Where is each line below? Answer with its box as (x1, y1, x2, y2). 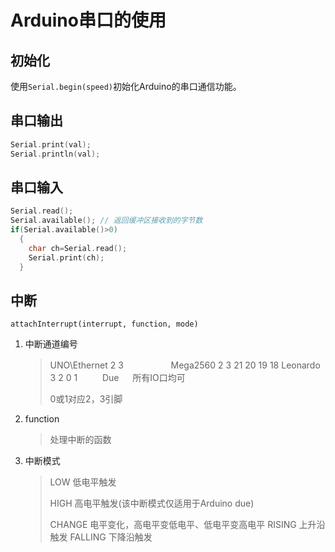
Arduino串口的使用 (10, 9, 167, 32)
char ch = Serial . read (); (28, 243, 128, 253)
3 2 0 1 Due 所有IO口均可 (49, 372, 186, 384)
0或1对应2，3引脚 (49, 393, 123, 405)
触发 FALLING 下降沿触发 (49, 531, 153, 543)
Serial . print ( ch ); (28, 252, 105, 263)
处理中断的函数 (49, 434, 112, 446)
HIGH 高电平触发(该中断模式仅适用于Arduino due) (49, 497, 255, 510)
